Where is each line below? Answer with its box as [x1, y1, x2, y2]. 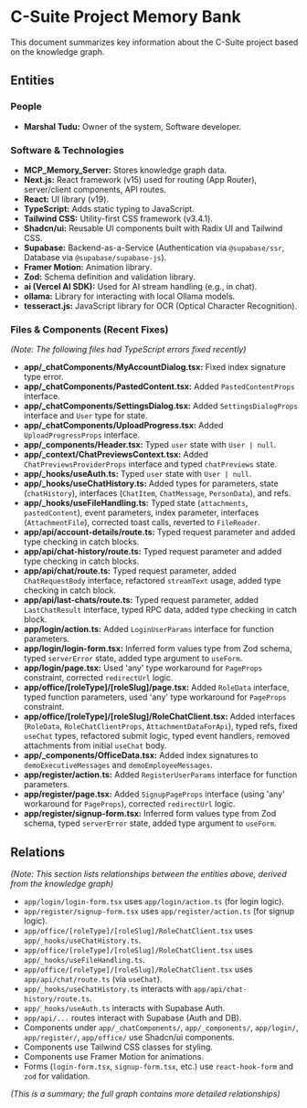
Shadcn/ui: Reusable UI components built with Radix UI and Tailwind [23, 222, 283, 234]
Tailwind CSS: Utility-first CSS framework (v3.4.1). [23, 213, 214, 224]
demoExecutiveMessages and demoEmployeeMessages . [23, 760, 213, 771]
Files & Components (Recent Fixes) [10, 322, 169, 335]
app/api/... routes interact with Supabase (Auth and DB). [23, 1012, 242, 1024]
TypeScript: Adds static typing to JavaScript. [23, 203, 195, 214]
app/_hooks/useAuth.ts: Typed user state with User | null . [23, 469, 252, 480]
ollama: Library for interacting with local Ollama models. [23, 290, 236, 301]
